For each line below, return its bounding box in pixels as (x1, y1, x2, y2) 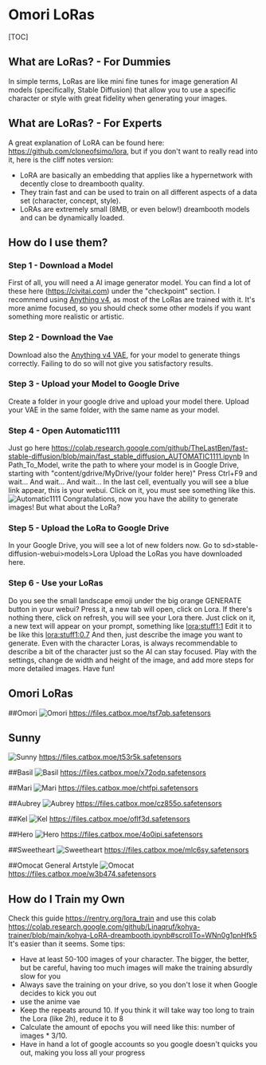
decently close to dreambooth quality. (19, 178, 145, 189)
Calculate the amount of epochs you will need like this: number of (19, 1023, 236, 1032)
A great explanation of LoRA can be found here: (8, 137, 165, 147)
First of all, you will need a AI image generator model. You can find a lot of (8, 278, 251, 288)
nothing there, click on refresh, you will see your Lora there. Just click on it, (8, 613, 256, 622)
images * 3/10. (19, 1031, 68, 1040)
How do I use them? (8, 236, 108, 249)
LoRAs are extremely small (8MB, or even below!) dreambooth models (19, 204, 250, 213)
